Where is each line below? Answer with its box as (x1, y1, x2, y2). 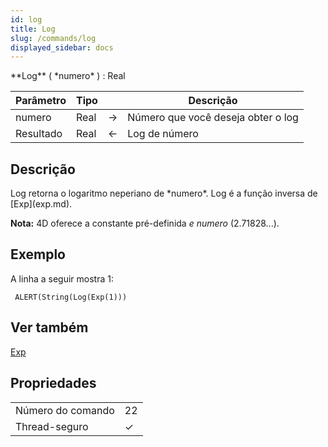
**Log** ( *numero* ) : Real (10, 70, 126, 82)
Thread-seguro (15, 419, 89, 433)
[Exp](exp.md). (10, 198, 73, 210)
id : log (10, 14, 43, 25)
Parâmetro (15, 94, 67, 108)
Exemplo (10, 246, 66, 263)
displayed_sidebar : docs (10, 42, 114, 53)
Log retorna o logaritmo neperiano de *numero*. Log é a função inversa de (10, 187, 318, 200)
